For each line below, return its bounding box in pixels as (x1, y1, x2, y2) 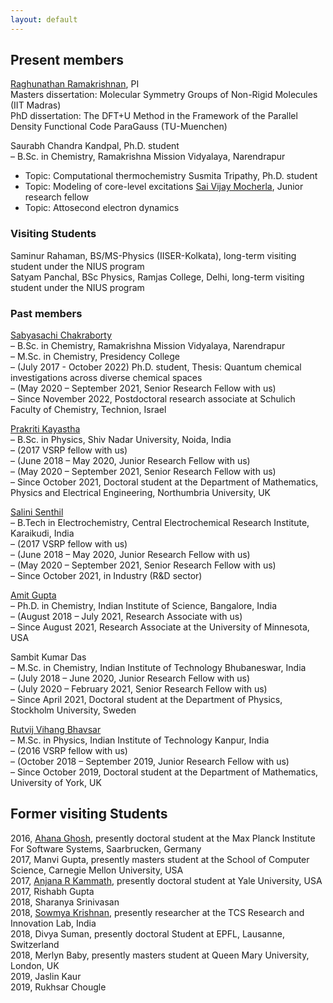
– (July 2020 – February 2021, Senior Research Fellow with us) (10, 683, 268, 695)
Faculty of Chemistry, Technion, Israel (10, 404, 167, 416)
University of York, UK (10, 777, 102, 789)
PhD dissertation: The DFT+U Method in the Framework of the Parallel (10, 110, 298, 122)
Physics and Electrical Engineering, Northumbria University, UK (10, 487, 271, 499)
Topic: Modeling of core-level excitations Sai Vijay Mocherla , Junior (24, 181, 304, 193)
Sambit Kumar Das (10, 651, 87, 663)
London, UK (10, 959, 60, 971)
